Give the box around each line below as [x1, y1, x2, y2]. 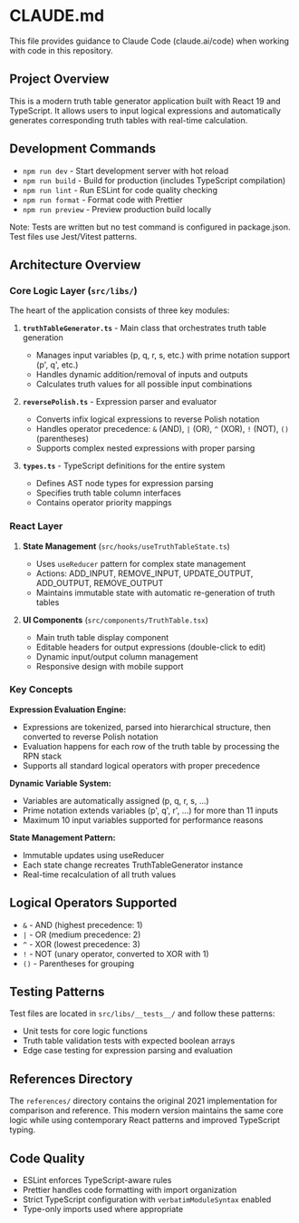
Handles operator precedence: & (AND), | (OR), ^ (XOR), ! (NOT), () [35, 424, 290, 435]
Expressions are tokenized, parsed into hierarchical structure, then [22, 721, 272, 732]
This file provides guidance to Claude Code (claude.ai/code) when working [9, 35, 290, 46]
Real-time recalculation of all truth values [22, 868, 177, 880]
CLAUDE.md [9, 5, 105, 26]
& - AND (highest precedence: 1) [22, 919, 143, 930]
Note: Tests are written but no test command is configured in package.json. [9, 221, 291, 232]
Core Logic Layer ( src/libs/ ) [9, 284, 138, 297]
